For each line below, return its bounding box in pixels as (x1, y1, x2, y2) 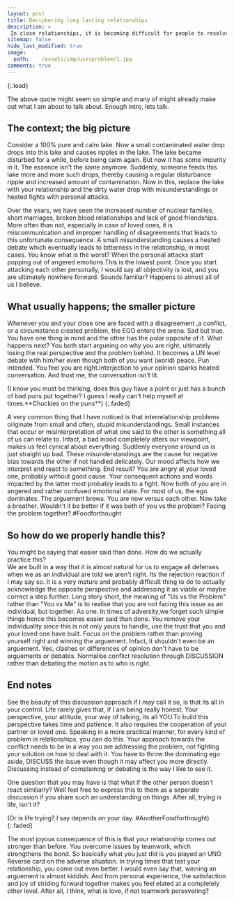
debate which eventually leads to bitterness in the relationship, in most (7, 243, 210, 252)
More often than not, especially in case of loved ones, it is (7, 221, 173, 230)
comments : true (7, 62, 52, 69)
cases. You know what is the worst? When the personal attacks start (7, 250, 203, 259)
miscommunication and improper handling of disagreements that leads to (7, 228, 217, 237)
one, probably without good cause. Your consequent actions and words (7, 472, 213, 481)
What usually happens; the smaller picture (7, 301, 196, 313)
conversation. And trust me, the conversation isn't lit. (7, 371, 159, 379)
